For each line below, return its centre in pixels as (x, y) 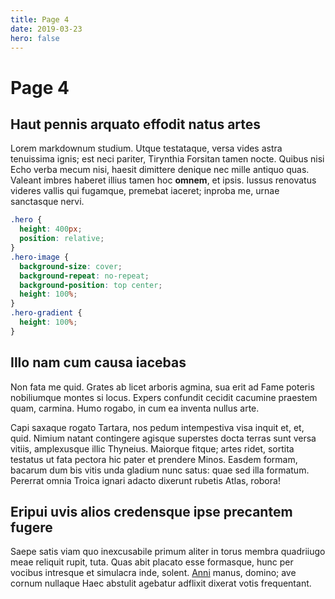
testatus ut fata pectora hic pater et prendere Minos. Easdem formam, (154, 459)
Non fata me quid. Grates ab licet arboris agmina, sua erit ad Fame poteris (162, 387)
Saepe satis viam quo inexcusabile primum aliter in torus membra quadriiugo (168, 552)
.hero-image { (40, 257)
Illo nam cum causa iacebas (98, 362)
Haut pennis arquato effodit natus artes (136, 124)
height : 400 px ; (51, 229)
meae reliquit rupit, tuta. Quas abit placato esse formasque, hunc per (152, 562)
